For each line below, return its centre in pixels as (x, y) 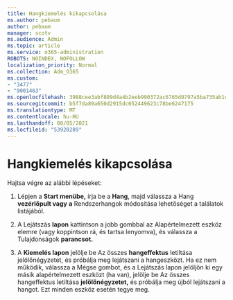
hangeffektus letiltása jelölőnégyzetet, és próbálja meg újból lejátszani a (121, 282)
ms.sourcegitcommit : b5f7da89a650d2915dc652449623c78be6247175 (101, 104)
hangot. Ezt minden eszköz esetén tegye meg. (84, 290)
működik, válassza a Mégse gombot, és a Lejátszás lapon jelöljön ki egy (120, 267)
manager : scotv (29, 33)
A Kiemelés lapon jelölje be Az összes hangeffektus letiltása (105, 253)
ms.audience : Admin (35, 39)
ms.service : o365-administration (55, 53)
